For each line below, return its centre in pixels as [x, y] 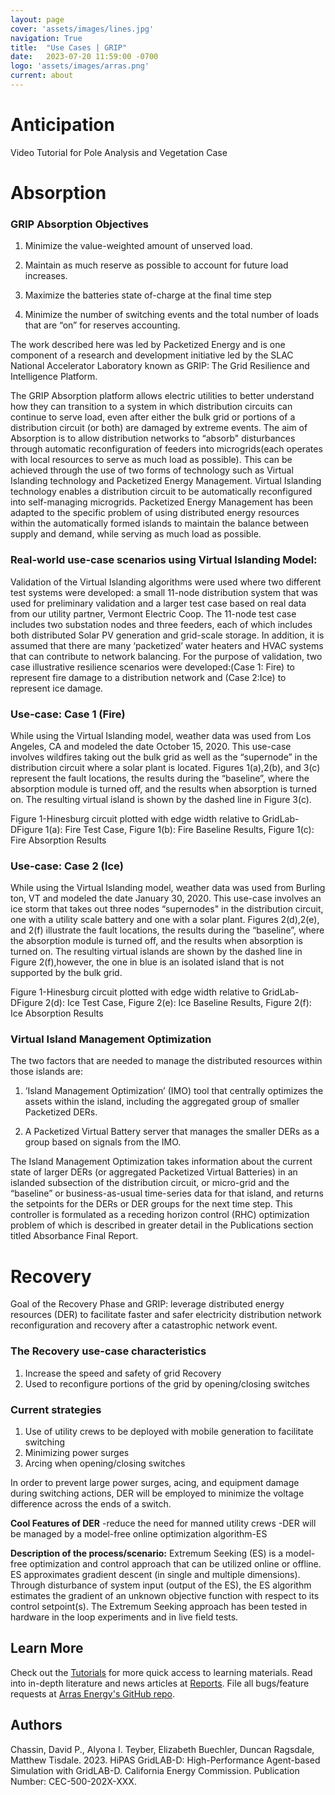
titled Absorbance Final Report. [74, 1236]
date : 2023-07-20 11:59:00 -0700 [84, 57]
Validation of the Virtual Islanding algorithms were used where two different [166, 582]
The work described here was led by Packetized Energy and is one [148, 345]
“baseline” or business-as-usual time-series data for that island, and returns [167, 1193]
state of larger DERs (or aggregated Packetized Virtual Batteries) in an [154, 1172]
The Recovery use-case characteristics [108, 1351]
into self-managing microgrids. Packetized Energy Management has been [162, 502]
